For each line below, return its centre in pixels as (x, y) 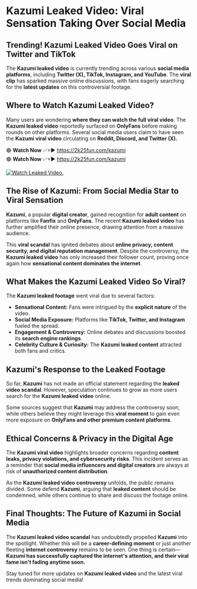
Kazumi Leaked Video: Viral (75, 11)
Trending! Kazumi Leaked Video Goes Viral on (92, 45)
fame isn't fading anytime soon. (46, 562)
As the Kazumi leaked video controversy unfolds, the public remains (90, 483)
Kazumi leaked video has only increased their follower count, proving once (98, 257)
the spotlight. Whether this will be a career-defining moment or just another (98, 543)
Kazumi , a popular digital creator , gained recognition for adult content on (96, 214)
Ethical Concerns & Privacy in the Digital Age (90, 438)
